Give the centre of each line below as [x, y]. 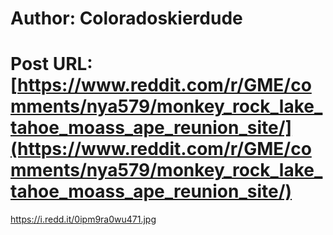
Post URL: [51, 64]
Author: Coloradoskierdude [126, 18]
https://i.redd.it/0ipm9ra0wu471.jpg [83, 219]
